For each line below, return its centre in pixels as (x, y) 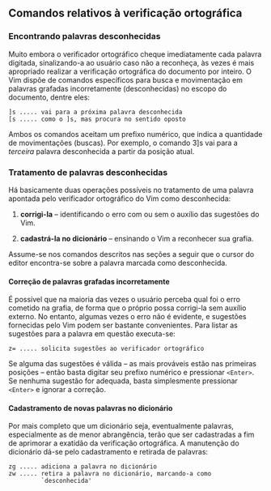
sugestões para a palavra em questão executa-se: (92, 334)
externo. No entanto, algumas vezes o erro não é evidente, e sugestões (127, 317)
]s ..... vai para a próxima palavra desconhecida (95, 112)
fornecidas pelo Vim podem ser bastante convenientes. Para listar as (123, 325)
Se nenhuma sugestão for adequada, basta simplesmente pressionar (123, 381)
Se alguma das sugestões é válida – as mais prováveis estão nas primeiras (133, 364)
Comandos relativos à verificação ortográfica (125, 13)
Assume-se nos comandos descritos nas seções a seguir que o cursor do (131, 254)
